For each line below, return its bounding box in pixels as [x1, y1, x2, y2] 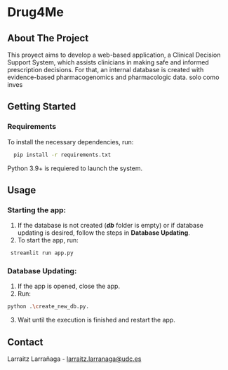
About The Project [7, 32, 89, 44]
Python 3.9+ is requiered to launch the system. [7, 164, 142, 172]
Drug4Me [7, 4, 65, 20]
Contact [7, 336, 43, 348]
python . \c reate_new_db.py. [7, 303, 90, 310]
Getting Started [7, 101, 76, 113]
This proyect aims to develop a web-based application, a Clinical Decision [7, 50, 221, 59]
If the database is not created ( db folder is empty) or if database [17, 221, 203, 230]
